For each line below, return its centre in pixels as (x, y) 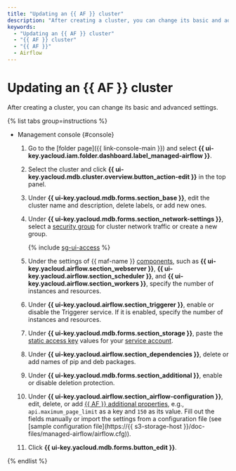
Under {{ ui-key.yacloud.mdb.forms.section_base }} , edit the (119, 198)
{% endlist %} (27, 460)
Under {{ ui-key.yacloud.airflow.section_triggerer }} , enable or (121, 304)
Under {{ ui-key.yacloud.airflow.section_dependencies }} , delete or (128, 354)
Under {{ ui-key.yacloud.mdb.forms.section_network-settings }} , (125, 219)
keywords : (22, 27)
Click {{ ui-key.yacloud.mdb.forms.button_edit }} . (102, 447)
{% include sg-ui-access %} (69, 247)
